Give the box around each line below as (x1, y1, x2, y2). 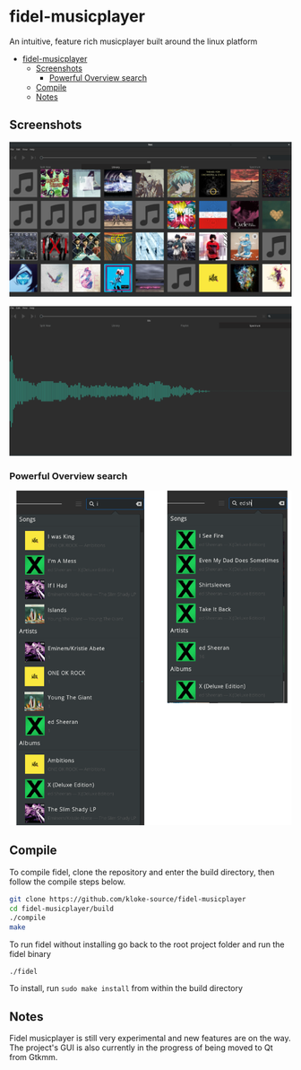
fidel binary (9, 949, 52, 960)
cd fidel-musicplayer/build (9, 904, 115, 913)
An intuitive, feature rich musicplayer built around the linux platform (9, 36, 258, 47)
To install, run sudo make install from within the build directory (9, 983, 244, 994)
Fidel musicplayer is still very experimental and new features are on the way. (9, 1032, 291, 1043)
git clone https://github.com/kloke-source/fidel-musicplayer (9, 894, 246, 903)
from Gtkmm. (9, 1051, 58, 1062)
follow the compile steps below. (9, 876, 126, 887)
